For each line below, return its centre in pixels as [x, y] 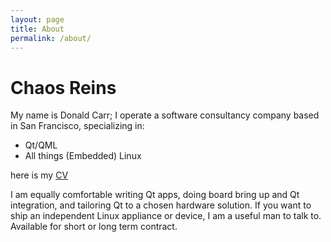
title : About [37, 29]
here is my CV [39, 175]
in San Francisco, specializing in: [77, 126]
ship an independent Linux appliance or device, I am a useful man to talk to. [166, 216]
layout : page [37, 19]
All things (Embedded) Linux [83, 156]
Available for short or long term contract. [94, 227]
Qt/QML [41, 145]
